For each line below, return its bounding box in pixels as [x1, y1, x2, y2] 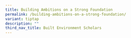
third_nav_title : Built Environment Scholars [5, 26, 101, 31]
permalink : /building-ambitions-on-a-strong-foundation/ [5, 12, 126, 17]
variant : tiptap [5, 16, 39, 21]
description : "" [5, 21, 39, 26]
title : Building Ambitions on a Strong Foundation [5, 7, 113, 12]
